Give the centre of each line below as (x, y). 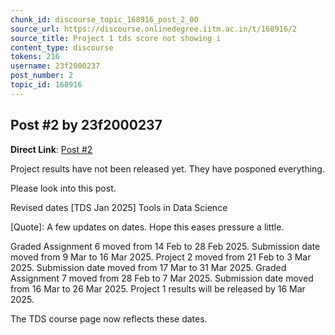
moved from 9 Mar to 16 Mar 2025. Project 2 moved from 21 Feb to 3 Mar (161, 257)
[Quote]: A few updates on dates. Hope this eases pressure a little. (147, 227)
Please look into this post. (63, 188)
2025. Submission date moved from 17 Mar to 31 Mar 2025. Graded (148, 267)
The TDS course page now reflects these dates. (109, 318)
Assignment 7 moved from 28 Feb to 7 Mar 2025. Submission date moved (162, 278)
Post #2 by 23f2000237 (86, 125)
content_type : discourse (62, 47)
